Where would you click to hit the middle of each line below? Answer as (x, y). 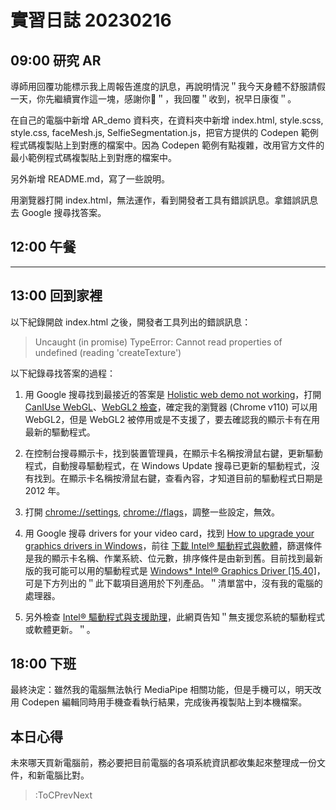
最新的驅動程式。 (60, 432)
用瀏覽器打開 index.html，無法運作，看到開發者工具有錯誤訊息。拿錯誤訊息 (164, 200)
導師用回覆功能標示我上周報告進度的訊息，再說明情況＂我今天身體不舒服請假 (168, 86)
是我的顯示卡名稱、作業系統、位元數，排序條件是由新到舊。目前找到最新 (173, 558)
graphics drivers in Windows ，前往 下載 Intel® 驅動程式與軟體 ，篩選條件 (173, 545)
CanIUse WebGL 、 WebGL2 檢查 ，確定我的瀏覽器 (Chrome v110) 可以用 (171, 407)
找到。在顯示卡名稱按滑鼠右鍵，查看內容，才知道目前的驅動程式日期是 (178, 478)
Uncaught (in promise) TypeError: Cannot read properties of (158, 342)
